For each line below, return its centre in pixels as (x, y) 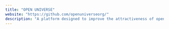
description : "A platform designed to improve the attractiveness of (80, 19)
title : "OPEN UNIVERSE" (30, 10)
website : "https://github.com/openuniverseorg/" (57, 14)
